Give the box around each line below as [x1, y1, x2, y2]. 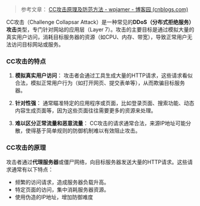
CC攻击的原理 [6, 143, 47, 152]
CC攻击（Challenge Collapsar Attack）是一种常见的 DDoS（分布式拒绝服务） [6, 19, 195, 26]
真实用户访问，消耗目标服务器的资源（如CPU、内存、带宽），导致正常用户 [6, 33, 187, 41]
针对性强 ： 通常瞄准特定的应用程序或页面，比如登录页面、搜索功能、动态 [14, 100, 195, 107]
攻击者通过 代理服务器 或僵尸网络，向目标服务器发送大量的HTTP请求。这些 [6, 158, 188, 165]
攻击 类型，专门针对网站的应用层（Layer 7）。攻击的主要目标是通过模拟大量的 [6, 26, 195, 33]
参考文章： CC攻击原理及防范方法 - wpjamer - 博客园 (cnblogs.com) [20, 6, 189, 13]
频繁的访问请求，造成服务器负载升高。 [14, 179, 109, 186]
